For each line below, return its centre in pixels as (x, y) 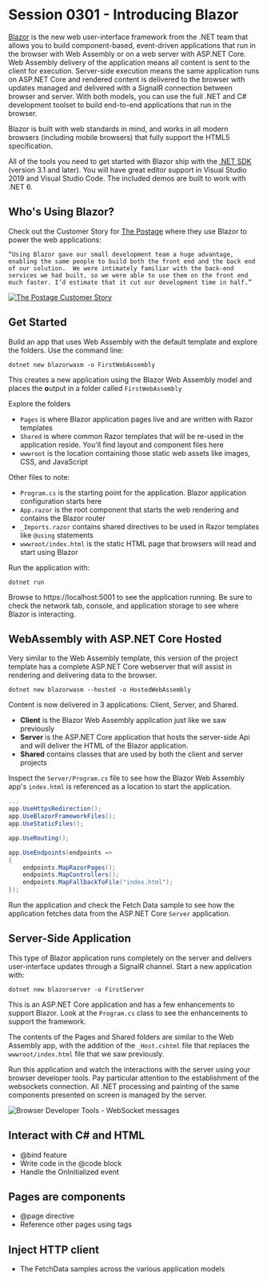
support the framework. (47, 1021)
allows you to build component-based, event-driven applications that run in (132, 45)
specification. (31, 146)
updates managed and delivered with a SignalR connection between (121, 88)
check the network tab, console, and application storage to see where (124, 605)
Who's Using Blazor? (61, 212)
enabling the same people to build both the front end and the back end (132, 261)
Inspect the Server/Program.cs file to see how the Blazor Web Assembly (127, 778)
